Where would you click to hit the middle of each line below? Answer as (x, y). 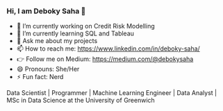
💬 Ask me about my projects (57, 41)
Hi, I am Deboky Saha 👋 (46, 11)
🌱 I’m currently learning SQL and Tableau (75, 33)
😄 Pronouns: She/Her (48, 69)
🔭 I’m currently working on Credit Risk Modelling (86, 26)
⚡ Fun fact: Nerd (40, 77)
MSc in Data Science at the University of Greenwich (81, 101)
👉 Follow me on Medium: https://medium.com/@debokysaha (105, 59)
